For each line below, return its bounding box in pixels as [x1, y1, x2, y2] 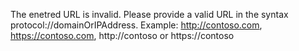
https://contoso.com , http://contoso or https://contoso [10, 30, 235, 41]
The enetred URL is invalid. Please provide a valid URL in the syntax [10, 9, 289, 20]
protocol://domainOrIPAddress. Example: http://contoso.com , [10, 19, 263, 31]
